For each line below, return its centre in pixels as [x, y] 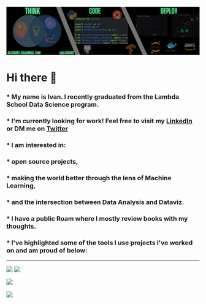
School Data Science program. [53, 105]
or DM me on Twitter [37, 129]
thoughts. [21, 226]
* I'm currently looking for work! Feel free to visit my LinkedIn [99, 121]
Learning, [21, 186]
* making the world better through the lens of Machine [89, 178]
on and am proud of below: [47, 250]
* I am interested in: [36, 145]
